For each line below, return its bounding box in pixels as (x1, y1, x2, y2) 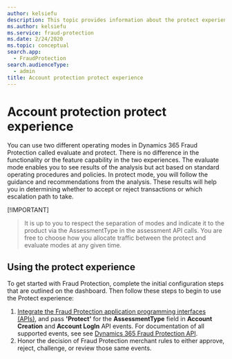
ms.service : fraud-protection (7, 29, 95, 37)
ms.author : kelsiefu (7, 23, 67, 30)
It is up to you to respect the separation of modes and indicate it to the (23, 219, 224, 227)
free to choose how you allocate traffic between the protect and (23, 234, 206, 242)
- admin (13, 68, 36, 74)
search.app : (7, 49, 41, 56)
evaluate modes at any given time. (23, 241, 122, 249)
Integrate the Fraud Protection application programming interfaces (17, 307, 206, 316)
